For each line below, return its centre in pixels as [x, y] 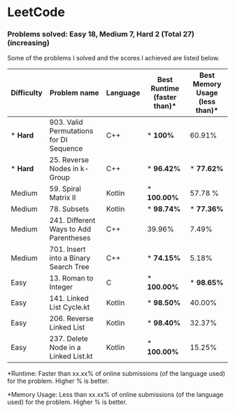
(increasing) [29, 43]
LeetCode [36, 12]
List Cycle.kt [70, 307]
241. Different [72, 220]
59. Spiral [65, 189]
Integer [61, 287]
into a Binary [70, 258]
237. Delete [69, 339]
